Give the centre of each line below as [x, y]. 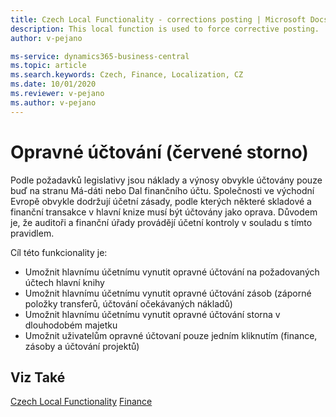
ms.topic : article [48, 66]
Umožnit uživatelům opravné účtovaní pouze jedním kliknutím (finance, [171, 335]
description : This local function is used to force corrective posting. [165, 29]
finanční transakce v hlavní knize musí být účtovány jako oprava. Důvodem [164, 212]
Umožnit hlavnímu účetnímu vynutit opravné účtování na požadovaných [172, 272]
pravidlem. [32, 233]
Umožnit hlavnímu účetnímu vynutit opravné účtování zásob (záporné [168, 293]
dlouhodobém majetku [71, 325]
